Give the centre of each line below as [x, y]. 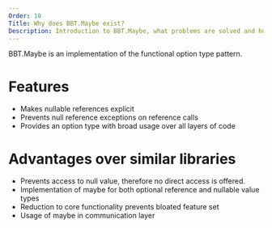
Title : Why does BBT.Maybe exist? [67, 23]
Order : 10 [25, 16]
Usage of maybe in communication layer [87, 216]
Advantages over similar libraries [122, 159]
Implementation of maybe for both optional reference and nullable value [140, 190]
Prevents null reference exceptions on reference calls [109, 117]
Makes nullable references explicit [77, 109]
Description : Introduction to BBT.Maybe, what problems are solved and [132, 31]
